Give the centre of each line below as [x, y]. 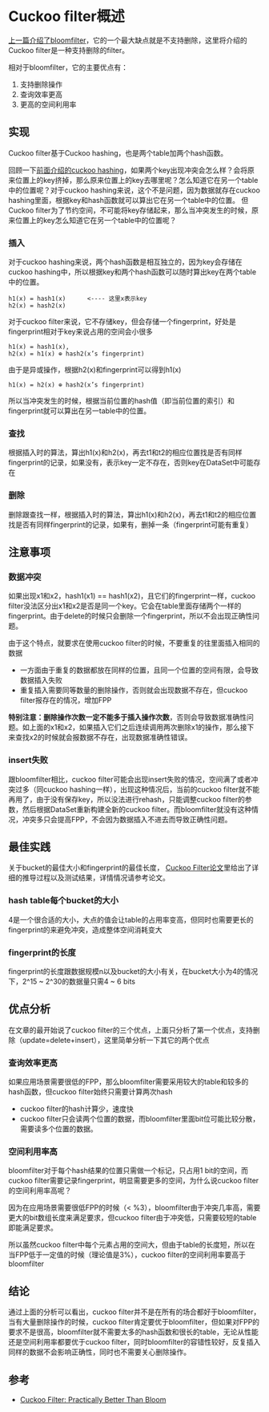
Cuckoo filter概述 [67, 16]
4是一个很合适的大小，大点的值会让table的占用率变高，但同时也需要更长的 [131, 919]
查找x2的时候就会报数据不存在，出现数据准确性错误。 [103, 737]
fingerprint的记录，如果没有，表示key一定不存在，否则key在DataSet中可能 [131, 463]
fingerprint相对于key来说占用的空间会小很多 [81, 332]
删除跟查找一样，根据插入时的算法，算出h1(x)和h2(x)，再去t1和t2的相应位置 [132, 514]
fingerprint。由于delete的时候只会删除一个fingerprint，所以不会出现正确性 [130, 616]
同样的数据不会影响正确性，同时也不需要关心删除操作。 [99, 1352]
